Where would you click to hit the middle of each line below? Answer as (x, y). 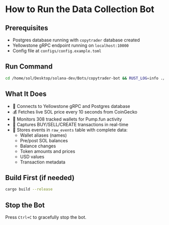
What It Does (26, 94)
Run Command (29, 67)
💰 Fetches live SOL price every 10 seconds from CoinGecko (75, 111)
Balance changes (38, 146)
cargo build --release (29, 189)
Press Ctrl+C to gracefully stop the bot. (46, 217)
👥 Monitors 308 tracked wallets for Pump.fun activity (67, 119)
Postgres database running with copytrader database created (76, 40)
